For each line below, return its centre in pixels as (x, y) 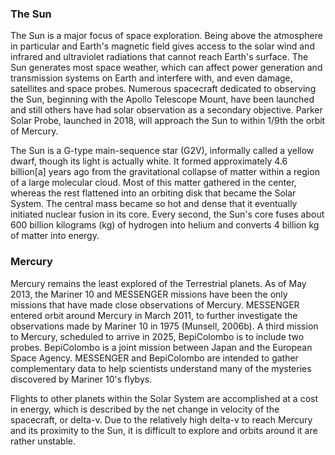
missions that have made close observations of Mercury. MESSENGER (155, 304)
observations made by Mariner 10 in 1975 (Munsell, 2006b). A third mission (164, 326)
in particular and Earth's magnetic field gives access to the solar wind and (162, 46)
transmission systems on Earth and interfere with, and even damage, (151, 78)
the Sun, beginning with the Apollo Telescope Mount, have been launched (162, 99)
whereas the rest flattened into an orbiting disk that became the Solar (153, 193)
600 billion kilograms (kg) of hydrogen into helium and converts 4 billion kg (165, 225)
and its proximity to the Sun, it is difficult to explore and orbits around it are (164, 430)
